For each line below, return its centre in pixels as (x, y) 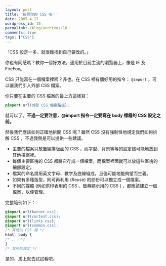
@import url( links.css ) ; (31, 221)
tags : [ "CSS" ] (20, 38)
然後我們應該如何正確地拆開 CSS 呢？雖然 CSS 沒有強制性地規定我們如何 (79, 132)
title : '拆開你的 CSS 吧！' (32, 14)
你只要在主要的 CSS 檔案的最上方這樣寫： (48, 96)
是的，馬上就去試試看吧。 (31, 259)
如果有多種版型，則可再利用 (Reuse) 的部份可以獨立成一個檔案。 (78, 179)
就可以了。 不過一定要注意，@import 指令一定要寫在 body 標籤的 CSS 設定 (81, 115)
